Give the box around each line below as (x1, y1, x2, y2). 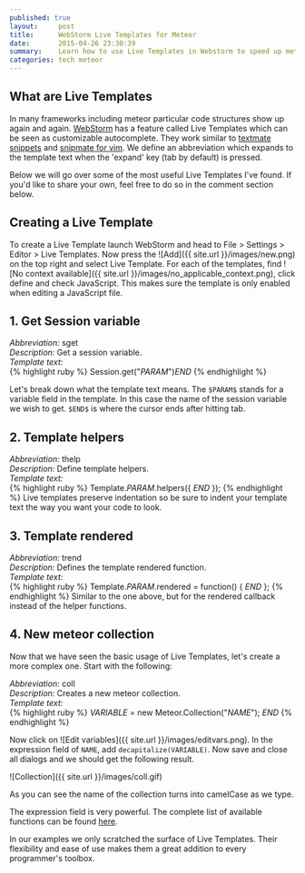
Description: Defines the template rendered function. (9, 562, 207, 573)
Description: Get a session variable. (9, 347, 143, 358)
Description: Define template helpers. (9, 464, 150, 475)
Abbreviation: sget (9, 338, 79, 348)
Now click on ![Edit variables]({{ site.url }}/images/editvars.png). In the (9, 734, 274, 745)
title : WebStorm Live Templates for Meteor (9, 30, 197, 39)
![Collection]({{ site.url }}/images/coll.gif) (9, 770, 163, 781)
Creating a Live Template (9, 215, 153, 231)
